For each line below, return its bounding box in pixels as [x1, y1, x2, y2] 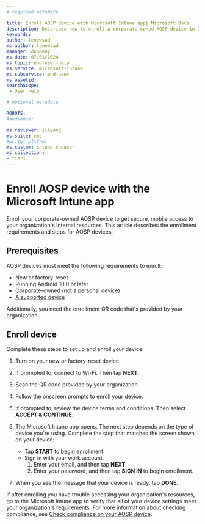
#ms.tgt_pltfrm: [6, 138, 48, 144]
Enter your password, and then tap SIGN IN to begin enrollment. [33, 467, 194, 474]
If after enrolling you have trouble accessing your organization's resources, [6, 491, 195, 498]
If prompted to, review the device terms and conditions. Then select [15, 405, 186, 412]
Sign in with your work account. [24, 454, 104, 462]
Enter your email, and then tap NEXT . [33, 461, 127, 468]
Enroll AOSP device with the [6, 182, 151, 196]
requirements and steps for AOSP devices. [6, 227, 113, 235]
